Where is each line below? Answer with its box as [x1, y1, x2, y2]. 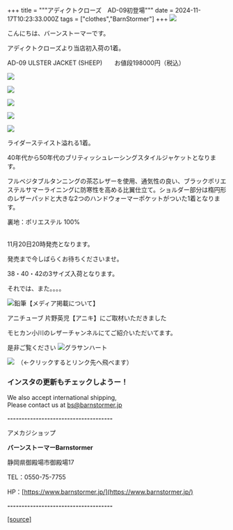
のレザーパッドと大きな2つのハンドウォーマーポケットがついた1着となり [7, 194, 214, 202]
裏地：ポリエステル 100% [7, 218, 81, 226]
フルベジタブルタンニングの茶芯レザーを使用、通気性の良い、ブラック [7, 177, 209, 185]
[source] [7, 515, 32, 524]
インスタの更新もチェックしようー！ [7, 377, 129, 387]
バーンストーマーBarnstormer [7, 444, 93, 452]
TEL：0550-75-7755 [7, 473, 66, 481]
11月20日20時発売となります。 [7, 240, 94, 248]
